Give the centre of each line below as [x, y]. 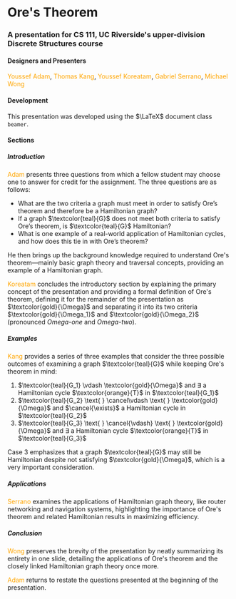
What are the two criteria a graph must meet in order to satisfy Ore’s [118, 203]
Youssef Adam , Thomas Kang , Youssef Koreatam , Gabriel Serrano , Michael [118, 76]
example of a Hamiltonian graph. [55, 270]
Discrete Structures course [55, 43]
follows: [19, 190]
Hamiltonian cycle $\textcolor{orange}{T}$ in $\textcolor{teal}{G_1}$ [118, 393]
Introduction [26, 156]
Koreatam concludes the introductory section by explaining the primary [112, 284]
